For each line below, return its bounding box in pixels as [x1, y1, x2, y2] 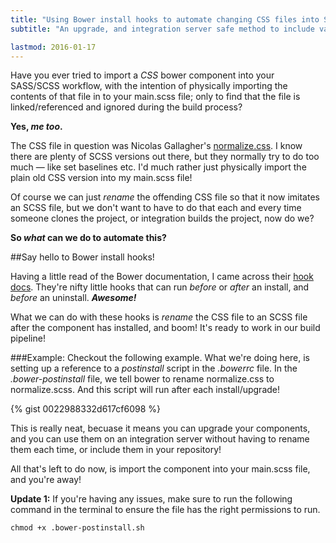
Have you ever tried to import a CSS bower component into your [10, 69, 275, 81]
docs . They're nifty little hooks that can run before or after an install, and [10, 281, 310, 293]
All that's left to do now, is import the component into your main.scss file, [10, 463, 311, 475]
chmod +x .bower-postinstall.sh [10, 523, 145, 533]
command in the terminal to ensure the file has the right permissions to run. [10, 504, 321, 516]
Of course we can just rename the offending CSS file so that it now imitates [10, 191, 320, 203]
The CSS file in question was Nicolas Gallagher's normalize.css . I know [10, 140, 303, 152]
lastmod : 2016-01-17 [10, 42, 97, 52]
